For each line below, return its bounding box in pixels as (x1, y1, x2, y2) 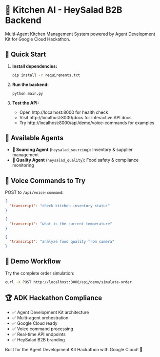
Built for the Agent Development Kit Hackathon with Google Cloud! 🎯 (5, 346, 143, 352)
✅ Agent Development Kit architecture (12, 309, 89, 315)
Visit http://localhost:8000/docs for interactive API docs (19, 114, 132, 120)
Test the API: (12, 100, 39, 105)
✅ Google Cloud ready (12, 320, 58, 326)
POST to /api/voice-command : (5, 189, 64, 195)
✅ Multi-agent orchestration (12, 315, 69, 320)
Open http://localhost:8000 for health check (19, 109, 108, 115)
